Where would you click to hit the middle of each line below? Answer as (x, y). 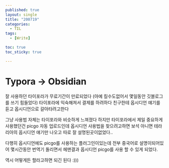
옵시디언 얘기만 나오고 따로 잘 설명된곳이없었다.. (66, 132)
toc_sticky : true (23, 52)
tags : (11, 33)
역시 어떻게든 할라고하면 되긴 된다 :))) (42, 160)
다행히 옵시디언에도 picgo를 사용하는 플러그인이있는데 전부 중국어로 (72, 143)
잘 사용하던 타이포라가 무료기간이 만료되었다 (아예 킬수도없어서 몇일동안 (75, 96)
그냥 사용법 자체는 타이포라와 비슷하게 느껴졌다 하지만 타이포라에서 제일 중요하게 (84, 119)
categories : (18, 24)
